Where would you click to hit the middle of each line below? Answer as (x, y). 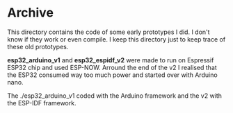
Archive (31, 13)
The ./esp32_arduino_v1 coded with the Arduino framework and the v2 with (115, 96)
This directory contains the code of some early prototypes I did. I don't (109, 32)
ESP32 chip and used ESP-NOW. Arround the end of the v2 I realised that (112, 67)
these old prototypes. (38, 46)
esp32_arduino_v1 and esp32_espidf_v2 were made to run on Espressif (111, 60)
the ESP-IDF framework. (42, 103)
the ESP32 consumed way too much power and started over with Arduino (112, 75)
